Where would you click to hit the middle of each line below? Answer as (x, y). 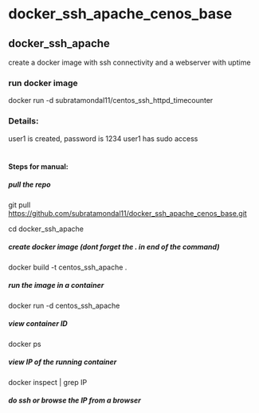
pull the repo (29, 185)
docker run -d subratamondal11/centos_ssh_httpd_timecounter (111, 100)
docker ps (25, 344)
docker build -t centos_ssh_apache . (68, 267)
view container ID (38, 324)
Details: (24, 121)
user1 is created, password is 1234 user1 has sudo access (103, 138)
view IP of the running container (63, 362)
